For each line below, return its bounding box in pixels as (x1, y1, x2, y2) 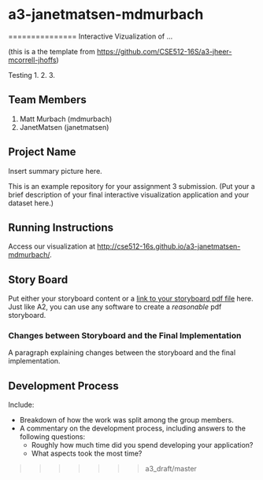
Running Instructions (8, 220, 114, 234)
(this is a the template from (8, 46, 96, 56)
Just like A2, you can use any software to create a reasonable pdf (8, 302, 222, 312)
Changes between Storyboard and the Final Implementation (8, 330, 242, 342)
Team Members (8, 93, 87, 107)
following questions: (19, 432, 85, 441)
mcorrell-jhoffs (8, 55, 57, 65)
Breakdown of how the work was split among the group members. (19, 415, 235, 425)
